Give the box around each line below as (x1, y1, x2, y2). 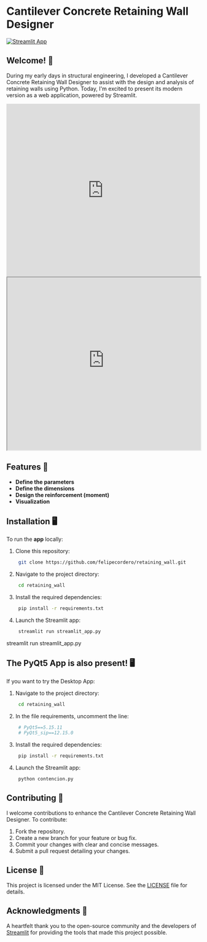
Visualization (15, 498, 50, 505)
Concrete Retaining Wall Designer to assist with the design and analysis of (6, 78, 195, 85)
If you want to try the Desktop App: (6, 677, 95, 685)
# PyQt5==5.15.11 (18, 724, 63, 731)
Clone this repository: (15, 548, 70, 555)
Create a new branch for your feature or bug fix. (15, 834, 137, 841)
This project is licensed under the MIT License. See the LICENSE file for (6, 881, 188, 889)
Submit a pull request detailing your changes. (15, 847, 130, 855)
